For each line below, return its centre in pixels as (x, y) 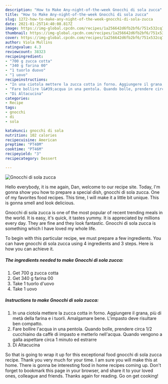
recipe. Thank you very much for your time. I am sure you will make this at (81, 360)
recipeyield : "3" (23, 154)
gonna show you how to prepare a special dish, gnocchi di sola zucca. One (82, 192)
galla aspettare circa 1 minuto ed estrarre (54, 339)
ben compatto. (27, 323)
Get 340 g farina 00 (33, 278)
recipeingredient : (24, 56)
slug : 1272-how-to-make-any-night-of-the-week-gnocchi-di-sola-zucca (79, 19)
